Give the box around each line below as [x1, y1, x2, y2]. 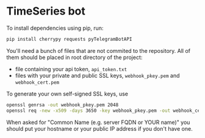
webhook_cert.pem [15, 79, 60, 86]
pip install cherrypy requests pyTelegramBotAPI [6, 36, 132, 42]
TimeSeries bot [6, 4, 85, 18]
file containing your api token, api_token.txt [15, 65, 127, 72]
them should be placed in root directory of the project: [6, 53, 143, 61]
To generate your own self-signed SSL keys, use [6, 90, 129, 97]
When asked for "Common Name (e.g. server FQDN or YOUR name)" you [6, 119, 190, 126]
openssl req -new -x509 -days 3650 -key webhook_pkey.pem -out [6, 108, 171, 114]
